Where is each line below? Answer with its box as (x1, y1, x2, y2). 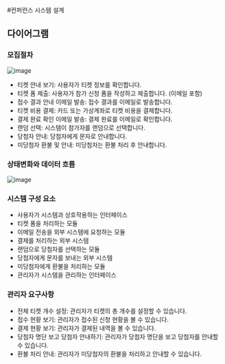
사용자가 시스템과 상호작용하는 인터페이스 (16, 211, 128, 219)
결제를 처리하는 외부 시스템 (16, 236, 89, 245)
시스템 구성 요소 (7, 194, 56, 203)
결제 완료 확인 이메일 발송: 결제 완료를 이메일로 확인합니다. (16, 115, 173, 123)
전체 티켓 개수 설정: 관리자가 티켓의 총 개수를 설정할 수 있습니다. (16, 306, 187, 315)
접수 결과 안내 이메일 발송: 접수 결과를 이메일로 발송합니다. (16, 98, 173, 106)
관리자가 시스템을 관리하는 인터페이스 (16, 271, 117, 280)
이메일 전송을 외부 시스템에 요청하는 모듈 (16, 228, 126, 236)
